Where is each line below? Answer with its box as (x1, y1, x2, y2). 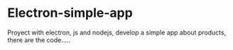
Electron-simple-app (7, 5, 133, 21)
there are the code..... (7, 35, 71, 44)
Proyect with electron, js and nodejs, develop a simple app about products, (7, 28, 227, 37)
